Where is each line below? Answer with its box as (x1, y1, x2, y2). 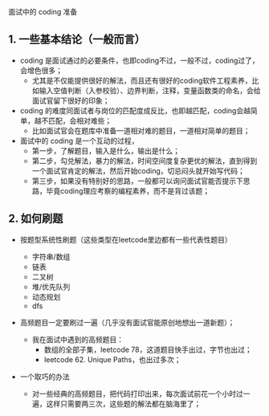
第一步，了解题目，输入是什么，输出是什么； (31, 145, 181, 155)
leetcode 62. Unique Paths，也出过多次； (43, 354, 181, 364)
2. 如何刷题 (8, 212, 63, 226)
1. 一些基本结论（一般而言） (8, 33, 146, 47)
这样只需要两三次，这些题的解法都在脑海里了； (46, 398, 202, 408)
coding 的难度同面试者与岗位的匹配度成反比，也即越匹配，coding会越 (19, 105, 251, 115)
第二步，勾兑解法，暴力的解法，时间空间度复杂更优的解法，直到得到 (31, 156, 258, 165)
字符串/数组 (31, 251, 71, 261)
